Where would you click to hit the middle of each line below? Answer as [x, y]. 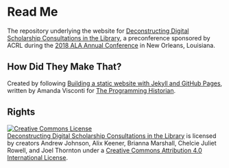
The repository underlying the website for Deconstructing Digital [98, 31]
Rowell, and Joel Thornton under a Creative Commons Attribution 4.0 [105, 150]
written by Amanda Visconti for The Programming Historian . [92, 90]
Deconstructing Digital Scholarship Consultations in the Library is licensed [112, 136]
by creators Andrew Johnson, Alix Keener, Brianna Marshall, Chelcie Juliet [112, 143]
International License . [38, 157]
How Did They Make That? [64, 67]
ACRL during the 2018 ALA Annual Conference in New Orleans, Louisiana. [111, 45]
